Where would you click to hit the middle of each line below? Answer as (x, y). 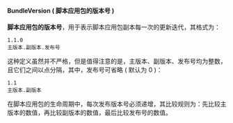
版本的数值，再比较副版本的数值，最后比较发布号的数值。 (89, 113)
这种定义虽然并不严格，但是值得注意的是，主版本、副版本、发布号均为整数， (117, 61)
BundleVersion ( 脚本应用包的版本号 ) (61, 10)
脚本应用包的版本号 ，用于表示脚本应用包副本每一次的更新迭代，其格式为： (114, 27)
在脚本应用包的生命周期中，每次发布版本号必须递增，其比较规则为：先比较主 (117, 104)
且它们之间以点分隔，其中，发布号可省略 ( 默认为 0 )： (85, 70)
